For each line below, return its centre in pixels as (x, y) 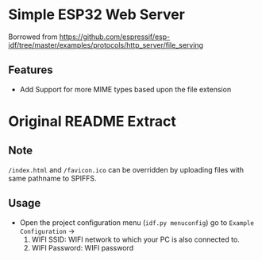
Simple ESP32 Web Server (96, 15)
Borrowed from (33, 37)
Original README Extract (92, 121)
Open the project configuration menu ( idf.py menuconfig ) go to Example (137, 222)
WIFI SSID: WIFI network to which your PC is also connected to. (135, 239)
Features (31, 70)
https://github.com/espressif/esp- (115, 37)
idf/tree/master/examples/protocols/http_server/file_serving (106, 45)
